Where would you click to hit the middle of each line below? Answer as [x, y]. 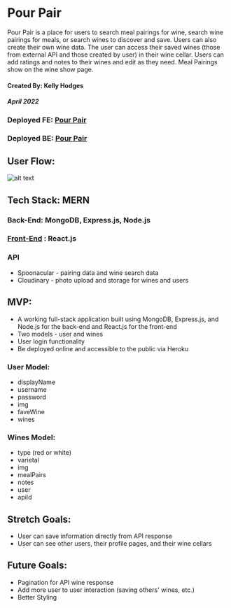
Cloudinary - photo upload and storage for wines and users [103, 280]
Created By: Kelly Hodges [45, 85]
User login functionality [51, 341]
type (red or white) [44, 453]
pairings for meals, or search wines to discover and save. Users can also [112, 39]
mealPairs [32, 475]
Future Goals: [37, 566]
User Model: [29, 367]
